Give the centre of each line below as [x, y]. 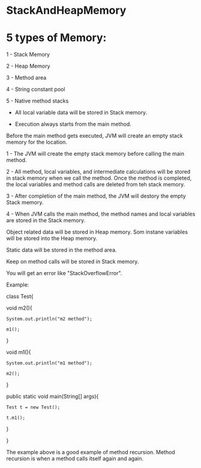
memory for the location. [37, 142]
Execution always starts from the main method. [73, 124]
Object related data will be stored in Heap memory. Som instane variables [97, 232]
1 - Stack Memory [28, 55]
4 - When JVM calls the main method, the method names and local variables [101, 214]
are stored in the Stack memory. [46, 221]
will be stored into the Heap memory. [52, 238]
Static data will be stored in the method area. [61, 250]
